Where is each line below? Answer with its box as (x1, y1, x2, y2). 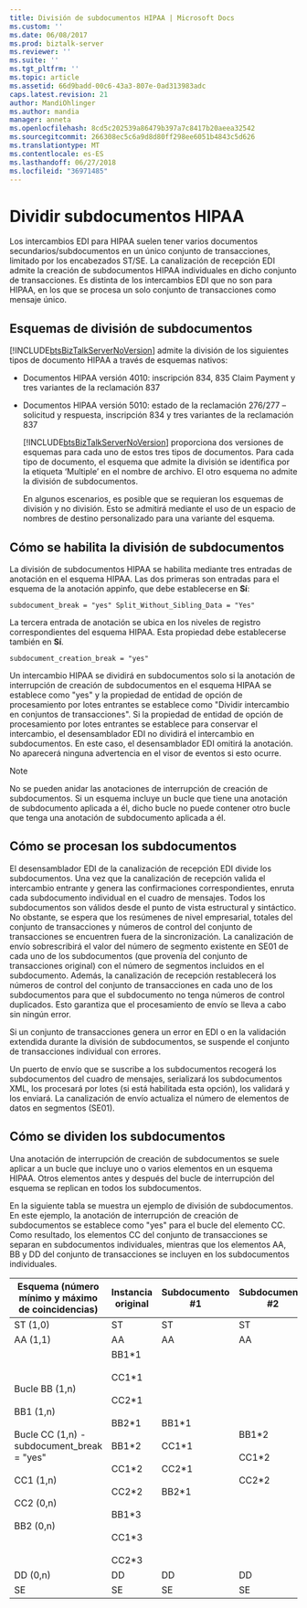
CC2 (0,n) (14, 1496, 58, 1509)
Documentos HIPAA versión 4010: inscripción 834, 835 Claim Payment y (22, 372, 296, 384)
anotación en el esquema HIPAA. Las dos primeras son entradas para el (9, 573, 280, 584)
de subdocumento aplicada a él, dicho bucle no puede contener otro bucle (9, 802, 291, 814)
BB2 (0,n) (14, 1519, 57, 1532)
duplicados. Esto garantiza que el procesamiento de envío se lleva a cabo (9, 998, 287, 1010)
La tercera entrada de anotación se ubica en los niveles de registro (9, 616, 261, 627)
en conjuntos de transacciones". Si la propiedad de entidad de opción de (9, 708, 283, 719)
